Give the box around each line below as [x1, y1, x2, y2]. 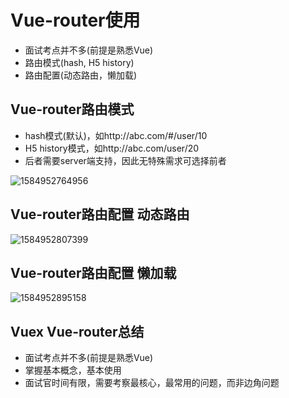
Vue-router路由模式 [10, 101, 135, 118]
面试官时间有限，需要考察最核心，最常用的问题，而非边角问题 [24, 377, 280, 389]
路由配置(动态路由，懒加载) [24, 69, 138, 81]
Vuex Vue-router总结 [10, 323, 145, 340]
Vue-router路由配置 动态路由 [10, 206, 190, 223]
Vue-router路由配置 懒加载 [10, 264, 177, 281]
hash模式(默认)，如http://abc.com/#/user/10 [24, 129, 208, 141]
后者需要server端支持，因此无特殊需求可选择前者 [24, 154, 227, 166]
